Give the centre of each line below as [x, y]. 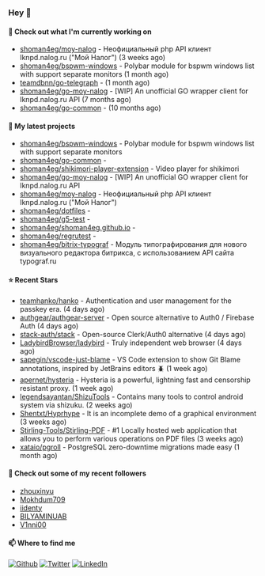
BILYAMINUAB [43, 516]
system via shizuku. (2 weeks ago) [76, 405]
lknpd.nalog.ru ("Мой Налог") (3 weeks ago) [93, 58]
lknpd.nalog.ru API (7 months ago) [76, 100]
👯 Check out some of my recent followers [77, 473]
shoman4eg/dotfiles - [55, 211]
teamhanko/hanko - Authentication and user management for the [125, 301]
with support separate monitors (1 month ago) [94, 74]
